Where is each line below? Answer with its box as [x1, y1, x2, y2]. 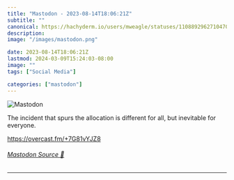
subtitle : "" [7, 17, 45, 24]
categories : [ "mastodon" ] [7, 81, 82, 88]
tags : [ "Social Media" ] [7, 68, 77, 75]
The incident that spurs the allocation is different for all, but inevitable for [7, 113, 217, 122]
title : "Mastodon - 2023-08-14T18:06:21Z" [7, 10, 132, 17]
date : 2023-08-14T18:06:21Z [7, 49, 89, 56]
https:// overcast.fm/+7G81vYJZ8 [7, 134, 101, 143]
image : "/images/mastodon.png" [7, 36, 98, 43]
